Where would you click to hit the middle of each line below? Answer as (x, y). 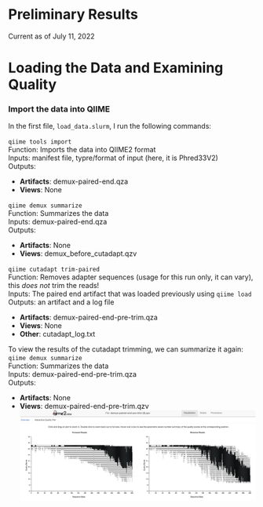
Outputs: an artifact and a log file (61, 302)
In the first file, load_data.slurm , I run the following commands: (110, 126)
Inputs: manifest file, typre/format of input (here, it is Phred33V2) (113, 158)
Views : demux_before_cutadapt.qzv (78, 253)
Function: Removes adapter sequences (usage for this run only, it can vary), (131, 277)
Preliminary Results (73, 15)
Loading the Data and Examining (116, 68)
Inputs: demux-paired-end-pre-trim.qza (73, 374)
